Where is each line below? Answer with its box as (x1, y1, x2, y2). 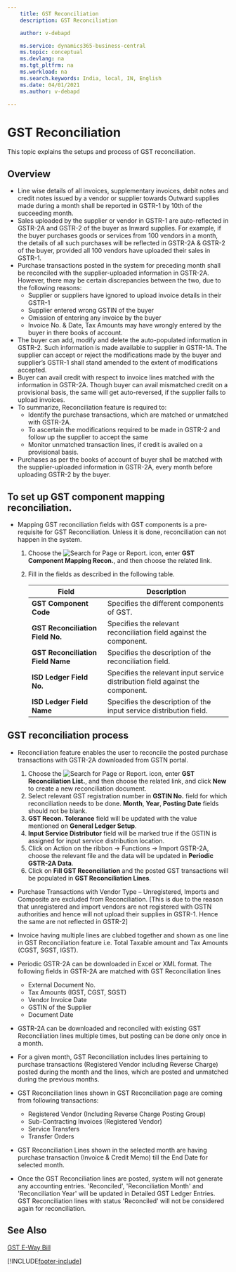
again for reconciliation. (17, 1204, 86, 1212)
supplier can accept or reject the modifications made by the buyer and (17, 351, 222, 359)
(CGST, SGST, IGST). (17, 946, 79, 954)
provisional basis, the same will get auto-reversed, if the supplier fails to (17, 388, 226, 397)
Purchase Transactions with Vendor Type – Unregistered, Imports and (17, 887, 219, 896)
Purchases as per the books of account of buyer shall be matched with (17, 455, 223, 464)
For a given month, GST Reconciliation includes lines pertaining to (17, 1052, 209, 1061)
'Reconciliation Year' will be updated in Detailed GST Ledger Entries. (17, 1189, 216, 1198)
